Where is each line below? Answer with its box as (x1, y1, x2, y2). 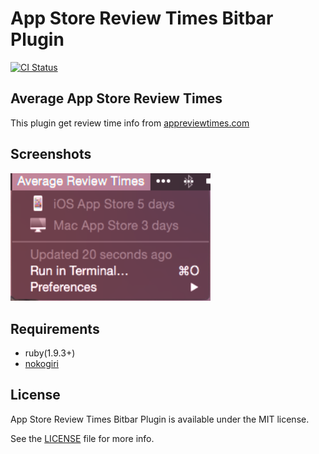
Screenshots (10, 146, 92, 163)
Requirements (10, 320, 100, 337)
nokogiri (24, 358, 60, 369)
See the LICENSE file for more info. (10, 432, 155, 444)
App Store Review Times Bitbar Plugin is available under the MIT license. (10, 413, 310, 425)
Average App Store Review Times (10, 90, 223, 107)
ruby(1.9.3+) (24, 347, 76, 359)
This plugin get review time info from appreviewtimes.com (10, 117, 250, 129)
